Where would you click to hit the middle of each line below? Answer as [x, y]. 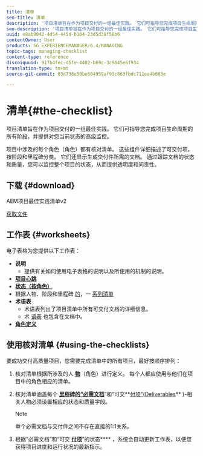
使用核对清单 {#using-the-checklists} [78, 345]
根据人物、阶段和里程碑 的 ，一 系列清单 [64, 294]
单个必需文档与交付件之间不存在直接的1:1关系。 [74, 426]
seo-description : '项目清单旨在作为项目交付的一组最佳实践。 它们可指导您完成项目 [99, 29]
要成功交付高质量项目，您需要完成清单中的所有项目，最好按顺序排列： [94, 360]
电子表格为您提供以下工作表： [43, 250]
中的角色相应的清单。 [47, 381]
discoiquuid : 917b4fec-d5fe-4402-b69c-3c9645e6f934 [72, 62]
